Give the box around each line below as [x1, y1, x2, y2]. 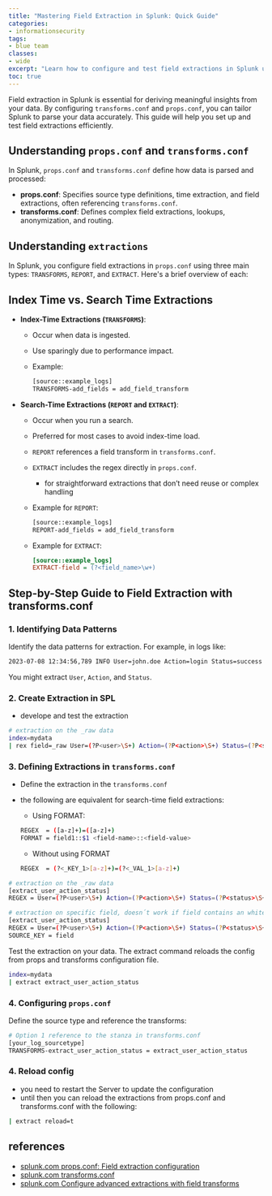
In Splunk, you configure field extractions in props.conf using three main [8, 261, 249, 270]
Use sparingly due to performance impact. [32, 346, 174, 356]
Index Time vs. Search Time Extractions [8, 293, 213, 307]
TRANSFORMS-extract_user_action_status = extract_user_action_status [8, 1047, 249, 1055]
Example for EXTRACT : [32, 541, 103, 551]
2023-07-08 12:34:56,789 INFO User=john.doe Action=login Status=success [8, 658, 263, 666]
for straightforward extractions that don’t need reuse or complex [44, 478, 259, 488]
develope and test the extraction [19, 711, 129, 721]
